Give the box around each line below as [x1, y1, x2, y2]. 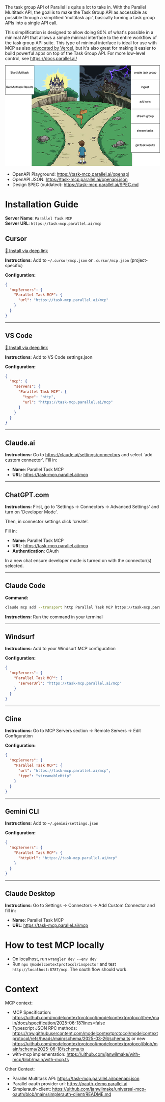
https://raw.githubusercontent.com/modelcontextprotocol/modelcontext [12, 1031, 158, 1036]
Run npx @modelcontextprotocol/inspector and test [12, 961, 116, 967]
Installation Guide [5, 199, 79, 210]
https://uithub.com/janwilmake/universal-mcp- [52, 1086, 146, 1092]
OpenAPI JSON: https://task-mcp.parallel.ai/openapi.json [12, 176, 128, 182]
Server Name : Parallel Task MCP [5, 215, 73, 221]
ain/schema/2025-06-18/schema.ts [12, 1046, 84, 1052]
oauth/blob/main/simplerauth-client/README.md [12, 1091, 111, 1097]
